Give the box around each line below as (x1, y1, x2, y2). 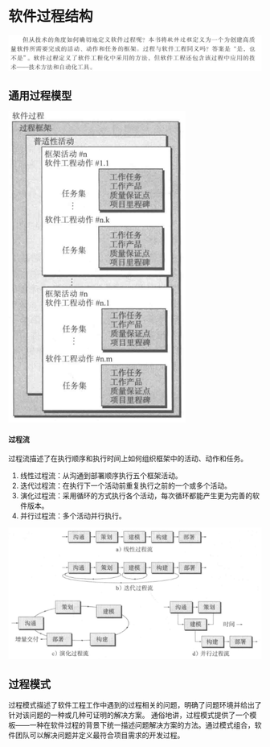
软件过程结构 (8, 7, 94, 26)
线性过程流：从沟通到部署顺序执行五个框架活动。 (19, 471, 182, 481)
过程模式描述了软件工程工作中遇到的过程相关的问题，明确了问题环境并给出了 (8, 700, 262, 710)
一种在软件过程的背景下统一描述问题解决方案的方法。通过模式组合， (29, 720, 255, 730)
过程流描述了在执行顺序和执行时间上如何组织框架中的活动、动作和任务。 (8, 454, 247, 464)
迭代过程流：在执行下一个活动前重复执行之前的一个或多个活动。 (19, 481, 231, 491)
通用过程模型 (8, 89, 72, 102)
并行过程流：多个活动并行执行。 (19, 511, 126, 521)
